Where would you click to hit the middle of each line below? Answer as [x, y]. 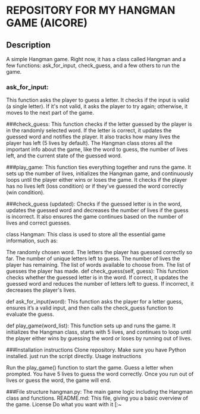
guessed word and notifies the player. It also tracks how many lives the [93, 137]
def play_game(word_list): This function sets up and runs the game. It [91, 326]
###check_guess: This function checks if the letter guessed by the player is [99, 124]
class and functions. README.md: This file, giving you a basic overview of [97, 398]
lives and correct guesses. [39, 223]
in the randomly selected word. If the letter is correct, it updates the [89, 131]
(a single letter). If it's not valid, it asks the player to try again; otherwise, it [97, 106]
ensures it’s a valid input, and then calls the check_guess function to [90, 308]
